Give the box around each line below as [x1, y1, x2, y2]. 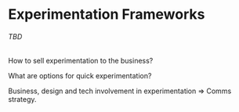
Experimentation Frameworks [8, 5, 205, 23]
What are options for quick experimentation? [8, 71, 152, 81]
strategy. [8, 95, 37, 104]
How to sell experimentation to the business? [8, 56, 154, 66]
